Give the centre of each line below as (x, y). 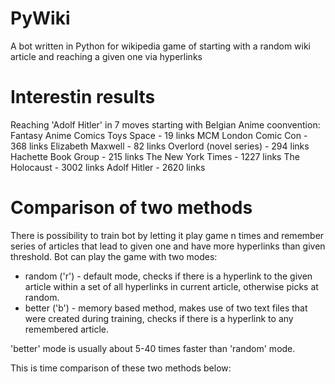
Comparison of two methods (131, 208)
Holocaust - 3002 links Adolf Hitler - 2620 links (108, 167)
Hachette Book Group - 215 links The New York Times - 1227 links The (155, 156)
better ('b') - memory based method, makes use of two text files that (166, 308)
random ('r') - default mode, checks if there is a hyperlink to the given (168, 276)
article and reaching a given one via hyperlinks (106, 56)
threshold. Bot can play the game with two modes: (114, 256)
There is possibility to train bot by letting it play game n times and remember (167, 235)
